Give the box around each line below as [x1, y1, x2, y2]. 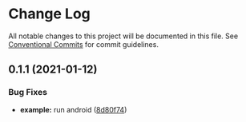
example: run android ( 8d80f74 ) [19, 104, 127, 114]
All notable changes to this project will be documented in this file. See [8, 31, 239, 41]
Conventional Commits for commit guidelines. [8, 39, 159, 49]
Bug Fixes [8, 87, 48, 98]
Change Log [8, 5, 91, 23]
